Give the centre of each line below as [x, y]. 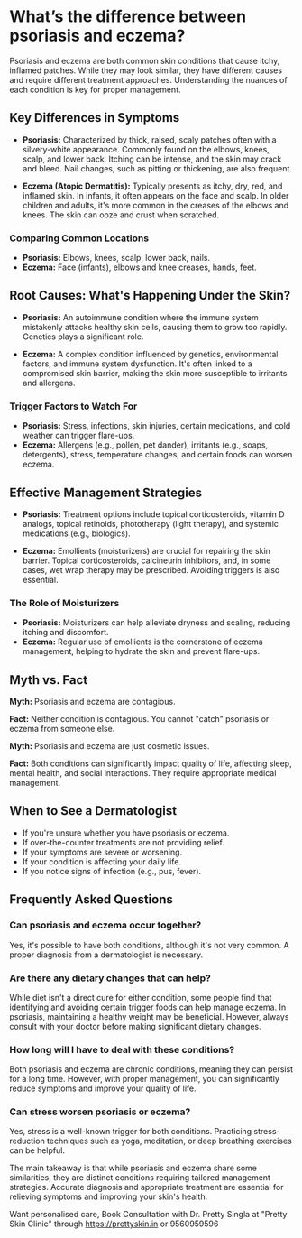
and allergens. [49, 383]
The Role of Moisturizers [64, 603]
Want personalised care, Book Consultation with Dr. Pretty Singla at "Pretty [148, 1215]
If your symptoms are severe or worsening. [102, 852]
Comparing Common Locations [79, 238]
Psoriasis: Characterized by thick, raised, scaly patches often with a [149, 139]
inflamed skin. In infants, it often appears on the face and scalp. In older [156, 195]
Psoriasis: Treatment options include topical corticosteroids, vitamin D [154, 514]
